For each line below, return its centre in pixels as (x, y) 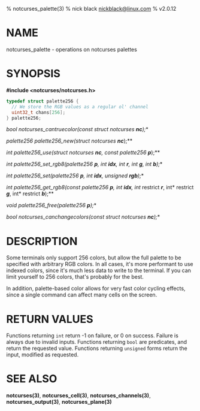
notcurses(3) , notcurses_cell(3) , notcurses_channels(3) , (78, 395)
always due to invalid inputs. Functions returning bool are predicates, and (97, 342)
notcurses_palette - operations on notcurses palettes (72, 49)
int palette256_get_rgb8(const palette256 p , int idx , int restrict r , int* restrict (100, 188)
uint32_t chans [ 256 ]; (39, 112)
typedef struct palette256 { (43, 101)
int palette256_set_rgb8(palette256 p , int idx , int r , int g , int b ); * (84, 164)
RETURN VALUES (50, 319)
